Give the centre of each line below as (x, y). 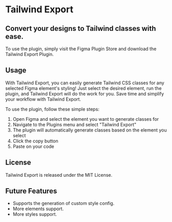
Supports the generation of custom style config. (63, 203)
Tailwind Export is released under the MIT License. (59, 175)
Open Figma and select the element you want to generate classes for (86, 119)
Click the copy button (35, 141)
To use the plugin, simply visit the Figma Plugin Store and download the (81, 49)
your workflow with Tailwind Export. (43, 99)
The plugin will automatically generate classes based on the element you (90, 130)
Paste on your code (33, 146)
